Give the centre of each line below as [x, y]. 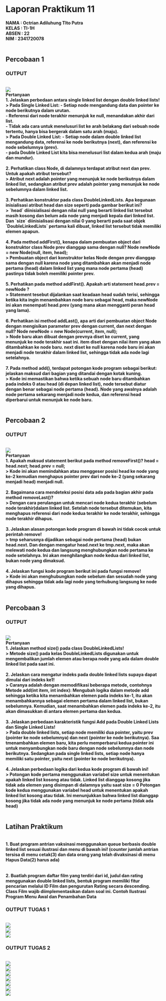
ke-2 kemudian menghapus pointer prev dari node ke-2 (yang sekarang [80, 477]
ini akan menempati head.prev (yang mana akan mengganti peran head [80, 305]
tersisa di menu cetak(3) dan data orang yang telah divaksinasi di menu [80, 854]
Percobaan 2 [26, 421]
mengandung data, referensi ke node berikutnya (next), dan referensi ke [81, 142]
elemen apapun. [23, 231]
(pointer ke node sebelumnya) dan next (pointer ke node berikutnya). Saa [83, 738]
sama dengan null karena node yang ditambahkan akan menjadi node [78, 263]
